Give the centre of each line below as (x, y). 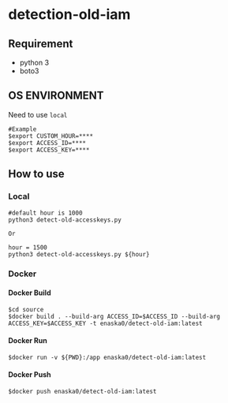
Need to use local (38, 114)
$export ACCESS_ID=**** (47, 143)
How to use (36, 174)
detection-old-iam (69, 15)
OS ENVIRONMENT (56, 96)
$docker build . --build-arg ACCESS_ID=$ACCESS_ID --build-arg (114, 316)
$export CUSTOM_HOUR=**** (50, 136)
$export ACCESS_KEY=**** (49, 150)
